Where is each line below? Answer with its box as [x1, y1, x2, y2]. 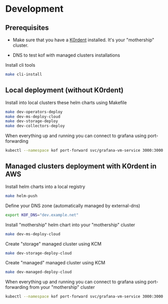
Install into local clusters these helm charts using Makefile [5, 99, 127, 105]
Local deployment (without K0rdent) [5, 86, 124, 95]
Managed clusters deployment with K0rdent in [5, 162, 157, 171]
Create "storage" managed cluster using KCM [5, 240, 102, 247]
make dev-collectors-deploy [5, 123, 65, 129]
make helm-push [5, 193, 38, 199]
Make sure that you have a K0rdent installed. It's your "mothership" [12, 37, 155, 43]
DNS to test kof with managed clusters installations [12, 52, 121, 58]
